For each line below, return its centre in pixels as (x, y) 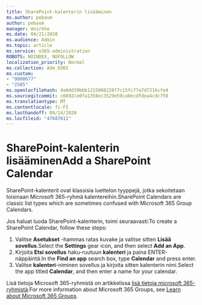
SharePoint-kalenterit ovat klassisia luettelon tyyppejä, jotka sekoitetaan (96, 190)
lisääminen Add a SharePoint (78, 161)
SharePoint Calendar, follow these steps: (57, 228)
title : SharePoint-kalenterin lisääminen (59, 12)
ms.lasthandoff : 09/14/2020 (42, 113)
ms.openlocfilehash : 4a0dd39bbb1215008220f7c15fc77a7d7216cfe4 (87, 90)
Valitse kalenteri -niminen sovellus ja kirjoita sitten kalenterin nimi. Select (104, 265)
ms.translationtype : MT (36, 101)
